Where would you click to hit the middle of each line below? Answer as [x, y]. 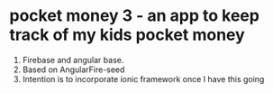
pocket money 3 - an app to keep [134, 16]
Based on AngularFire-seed [73, 70]
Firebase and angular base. [73, 60]
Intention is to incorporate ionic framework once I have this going [143, 79]
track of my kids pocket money [127, 35]
